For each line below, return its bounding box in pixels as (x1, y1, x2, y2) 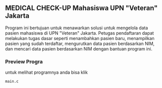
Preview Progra (5, 58, 43, 65)
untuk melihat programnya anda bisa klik (5, 69, 88, 76)
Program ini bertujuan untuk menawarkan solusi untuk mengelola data (5, 25, 148, 31)
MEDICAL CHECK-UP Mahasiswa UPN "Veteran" (5, 4, 158, 12)
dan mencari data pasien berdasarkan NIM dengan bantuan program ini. (5, 45, 153, 51)
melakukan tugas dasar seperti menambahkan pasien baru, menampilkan (5, 35, 155, 41)
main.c (5, 79, 19, 84)
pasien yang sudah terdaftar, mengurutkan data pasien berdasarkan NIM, (5, 41, 155, 46)
